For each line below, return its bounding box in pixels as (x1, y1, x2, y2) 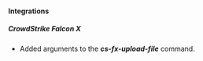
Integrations (8, 6, 50, 16)
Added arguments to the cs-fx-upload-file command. (19, 44, 195, 53)
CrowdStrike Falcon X (8, 24, 81, 34)
